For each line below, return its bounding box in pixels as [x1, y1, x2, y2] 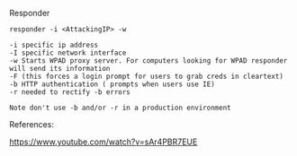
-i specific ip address [9, 40, 99, 49]
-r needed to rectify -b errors [9, 88, 130, 97]
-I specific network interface [9, 48, 127, 57]
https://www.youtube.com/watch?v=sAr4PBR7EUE [9, 136, 198, 147]
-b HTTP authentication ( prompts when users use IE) [9, 80, 216, 89]
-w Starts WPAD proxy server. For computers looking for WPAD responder [9, 56, 288, 65]
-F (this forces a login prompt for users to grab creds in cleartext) [9, 72, 283, 81]
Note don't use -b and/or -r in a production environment [9, 103, 231, 112]
